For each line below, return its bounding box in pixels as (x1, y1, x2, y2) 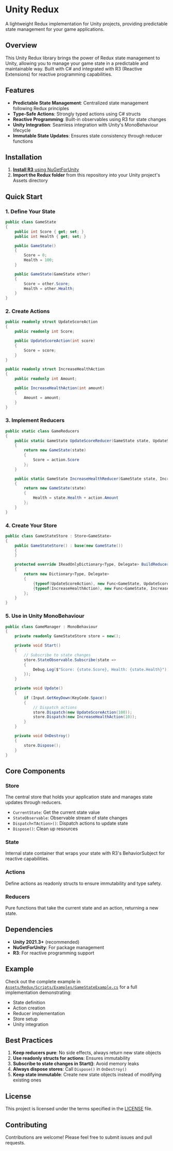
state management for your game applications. (5, 26, 105, 32)
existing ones (12, 1077, 42, 1083)
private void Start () (14, 643, 61, 648)
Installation (5, 153, 42, 162)
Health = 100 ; (24, 257, 54, 263)
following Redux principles (12, 105, 70, 111)
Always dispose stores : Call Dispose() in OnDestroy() (12, 1066, 127, 1072)
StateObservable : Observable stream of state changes (12, 815, 128, 821)
